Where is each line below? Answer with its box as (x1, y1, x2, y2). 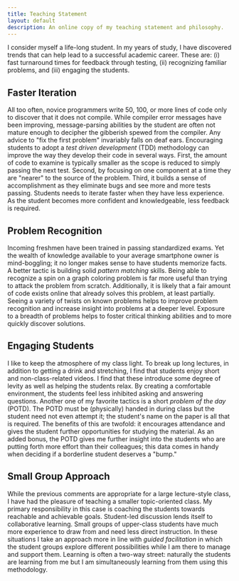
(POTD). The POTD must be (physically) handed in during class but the (7, 404, 215, 413)
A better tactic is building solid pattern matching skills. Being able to (7, 267, 207, 274)
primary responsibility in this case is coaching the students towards (7, 504, 205, 513)
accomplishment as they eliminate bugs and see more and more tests (7, 181, 211, 190)
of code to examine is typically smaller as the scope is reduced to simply (7, 158, 221, 168)
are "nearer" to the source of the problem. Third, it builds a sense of (7, 174, 207, 182)
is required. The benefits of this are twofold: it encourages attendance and (7, 419, 225, 428)
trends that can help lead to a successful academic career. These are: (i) (7, 51, 221, 59)
